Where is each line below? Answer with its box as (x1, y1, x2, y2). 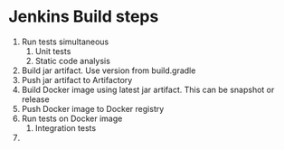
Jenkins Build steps (8, 6, 159, 27)
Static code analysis (34, 55, 110, 66)
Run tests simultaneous (21, 36, 109, 47)
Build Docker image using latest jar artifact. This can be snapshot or (21, 84, 275, 95)
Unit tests (34, 45, 71, 56)
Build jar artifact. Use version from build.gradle (21, 65, 196, 76)
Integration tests (34, 122, 97, 133)
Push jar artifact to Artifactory (21, 74, 133, 85)
